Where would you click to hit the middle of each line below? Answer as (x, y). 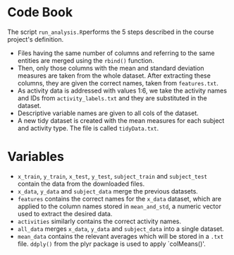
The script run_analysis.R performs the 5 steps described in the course (111, 32)
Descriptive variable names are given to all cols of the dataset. (108, 113)
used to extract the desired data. (65, 213)
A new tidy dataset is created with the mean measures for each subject (121, 120)
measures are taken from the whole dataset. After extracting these (114, 76)
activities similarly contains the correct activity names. (99, 221)
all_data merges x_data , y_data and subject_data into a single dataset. (121, 229)
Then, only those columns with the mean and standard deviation (111, 68)
